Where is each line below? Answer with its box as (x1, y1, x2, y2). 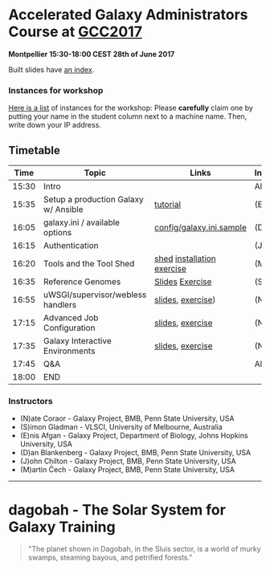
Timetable (8, 143, 60, 157)
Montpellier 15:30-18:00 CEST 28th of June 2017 (8, 49, 175, 59)
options (43, 227, 72, 238)
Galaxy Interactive (43, 336, 112, 347)
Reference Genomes (43, 276, 121, 287)
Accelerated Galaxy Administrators (8, 6, 248, 24)
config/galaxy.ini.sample (153, 222, 247, 234)
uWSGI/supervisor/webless (43, 289, 147, 300)
